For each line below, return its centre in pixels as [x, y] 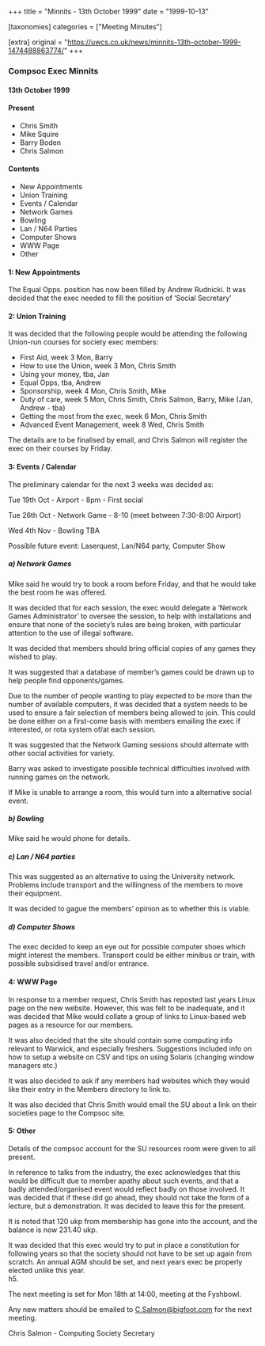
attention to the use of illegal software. [71, 633]
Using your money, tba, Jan [64, 375]
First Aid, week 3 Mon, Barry [66, 357]
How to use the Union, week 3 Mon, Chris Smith [98, 366]
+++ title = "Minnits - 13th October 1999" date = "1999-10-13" [109, 11]
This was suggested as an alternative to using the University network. [122, 876]
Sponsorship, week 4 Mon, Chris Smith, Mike [93, 391]
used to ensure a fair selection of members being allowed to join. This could [132, 713]
